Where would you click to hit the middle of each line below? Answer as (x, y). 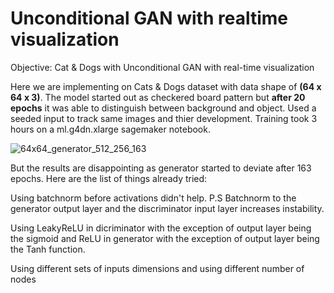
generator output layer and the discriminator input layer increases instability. (167, 208)
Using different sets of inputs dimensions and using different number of (157, 268)
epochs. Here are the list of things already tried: (109, 178)
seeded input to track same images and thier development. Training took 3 (164, 118)
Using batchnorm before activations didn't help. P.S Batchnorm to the (153, 198)
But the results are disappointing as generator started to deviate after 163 (161, 168)
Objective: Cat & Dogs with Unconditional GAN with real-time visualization (162, 67)
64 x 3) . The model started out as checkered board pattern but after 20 (158, 97)
